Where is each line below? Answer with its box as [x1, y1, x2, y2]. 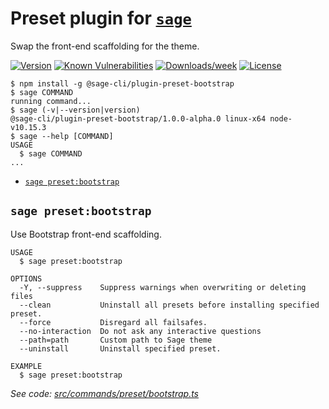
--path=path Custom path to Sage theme [19, 335, 213, 345]
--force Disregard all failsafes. [19, 317, 208, 327]
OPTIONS [10, 273, 43, 284]
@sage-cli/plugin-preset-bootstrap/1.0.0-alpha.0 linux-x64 [10, 113, 267, 124]
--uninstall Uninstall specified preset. [19, 343, 222, 354]
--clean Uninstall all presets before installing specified [19, 300, 320, 310]
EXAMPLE [10, 361, 43, 371]
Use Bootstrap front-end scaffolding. [10, 228, 162, 240]
